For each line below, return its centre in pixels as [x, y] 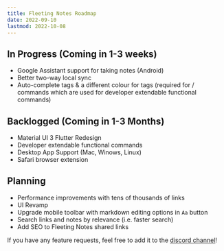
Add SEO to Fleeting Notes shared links [73, 226]
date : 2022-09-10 [32, 20]
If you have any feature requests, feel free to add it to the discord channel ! [112, 240]
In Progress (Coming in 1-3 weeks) [82, 54]
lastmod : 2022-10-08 [37, 26]
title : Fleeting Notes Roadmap [52, 13]
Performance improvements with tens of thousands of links [101, 198]
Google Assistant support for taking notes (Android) [90, 71]
